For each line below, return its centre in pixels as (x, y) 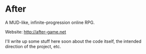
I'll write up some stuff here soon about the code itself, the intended (73, 41)
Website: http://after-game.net (36, 32)
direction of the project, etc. (33, 46)
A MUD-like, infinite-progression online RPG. (50, 22)
